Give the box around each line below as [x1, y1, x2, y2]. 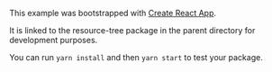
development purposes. [9, 35, 98, 45]
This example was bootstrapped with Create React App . [9, 8, 217, 18]
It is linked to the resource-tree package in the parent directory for [9, 25, 256, 35]
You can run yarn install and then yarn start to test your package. [9, 52, 263, 62]
